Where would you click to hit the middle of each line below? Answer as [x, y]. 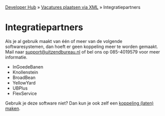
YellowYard [24, 82]
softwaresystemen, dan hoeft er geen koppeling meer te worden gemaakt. [82, 46]
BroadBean [24, 77]
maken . [13, 108]
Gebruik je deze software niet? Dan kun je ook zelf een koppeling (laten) [79, 103]
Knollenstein [25, 72]
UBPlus [20, 88]
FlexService [24, 93]
